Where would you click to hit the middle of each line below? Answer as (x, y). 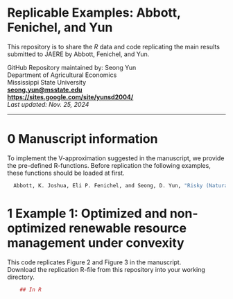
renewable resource (128, 228)
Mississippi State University (47, 82)
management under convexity (96, 242)
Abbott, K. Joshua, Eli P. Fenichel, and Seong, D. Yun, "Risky (108, 185)
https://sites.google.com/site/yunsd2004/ (70, 97)
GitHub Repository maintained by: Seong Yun (72, 67)
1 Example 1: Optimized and (87, 213)
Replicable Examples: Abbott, (94, 13)
